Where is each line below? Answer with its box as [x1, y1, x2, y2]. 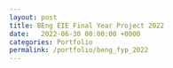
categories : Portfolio [9, 37, 93, 47]
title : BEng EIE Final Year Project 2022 [9, 21, 165, 30]
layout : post [9, 12, 58, 22]
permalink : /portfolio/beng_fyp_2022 [9, 46, 149, 55]
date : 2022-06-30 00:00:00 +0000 [9, 29, 141, 38]
